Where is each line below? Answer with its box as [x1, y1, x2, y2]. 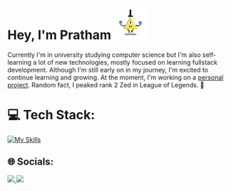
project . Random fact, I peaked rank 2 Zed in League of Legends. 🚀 [7, 80, 205, 89]
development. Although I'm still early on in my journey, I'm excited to [7, 65, 209, 74]
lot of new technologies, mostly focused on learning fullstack [38, 58, 217, 66]
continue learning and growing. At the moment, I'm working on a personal [7, 73, 224, 82]
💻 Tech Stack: [7, 107, 96, 123]
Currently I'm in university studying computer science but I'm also [7, 50, 201, 59]
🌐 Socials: [7, 155, 54, 168]
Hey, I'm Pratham [7, 27, 112, 43]
